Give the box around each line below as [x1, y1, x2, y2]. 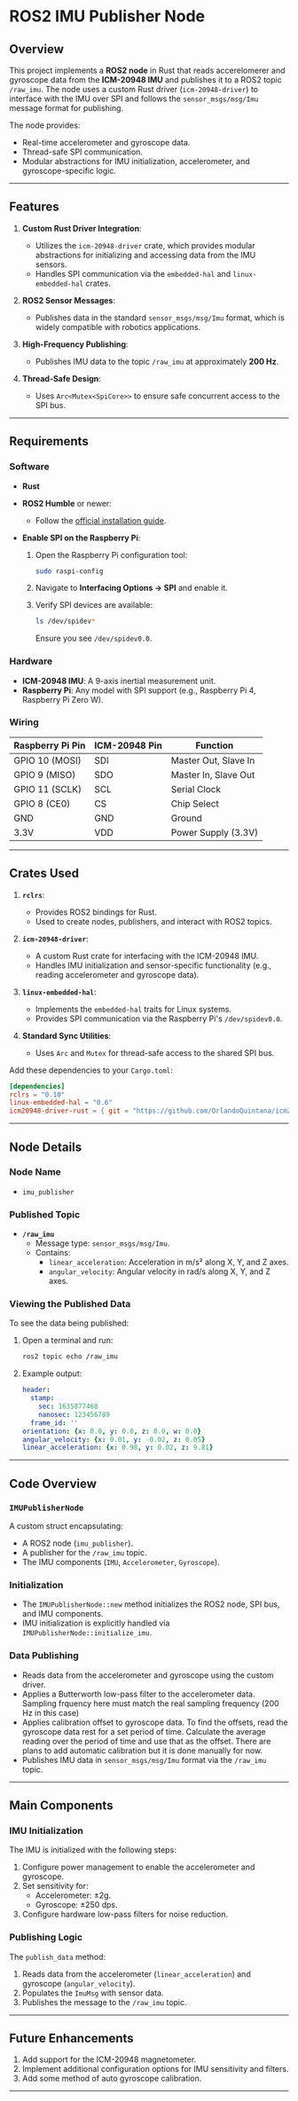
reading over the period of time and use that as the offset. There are [21, 1735, 271, 1746]
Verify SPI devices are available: [35, 600, 153, 610]
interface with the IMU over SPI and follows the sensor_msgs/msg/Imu [9, 93, 259, 104]
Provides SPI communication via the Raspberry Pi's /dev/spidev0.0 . [35, 1013, 283, 1024]
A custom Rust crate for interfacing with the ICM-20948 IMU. [35, 950, 259, 961]
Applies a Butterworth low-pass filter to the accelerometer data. [21, 1688, 255, 1699]
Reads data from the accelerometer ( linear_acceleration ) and [21, 1968, 251, 1979]
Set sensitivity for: [21, 1881, 89, 1892]
